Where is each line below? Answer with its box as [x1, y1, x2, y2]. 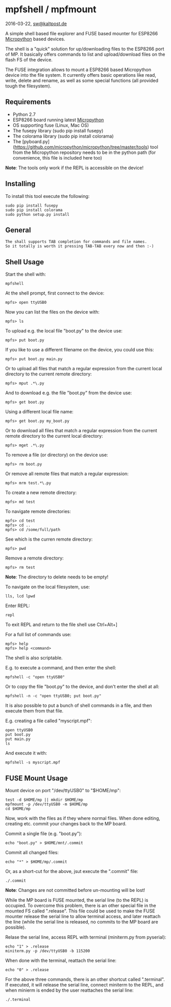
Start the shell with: [5, 271, 46, 277]
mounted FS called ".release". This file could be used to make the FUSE [5, 908, 155, 914]
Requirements [5, 98, 51, 106]
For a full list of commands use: [5, 632, 71, 638]
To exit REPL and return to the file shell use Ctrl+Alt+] [5, 621, 117, 628]
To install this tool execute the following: [5, 193, 90, 199]
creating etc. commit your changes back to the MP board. [5, 821, 127, 826]
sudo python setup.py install [5, 212, 70, 217]
